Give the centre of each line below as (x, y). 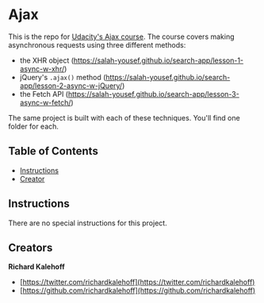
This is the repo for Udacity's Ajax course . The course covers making (122, 36)
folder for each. (34, 126)
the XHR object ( (46, 60)
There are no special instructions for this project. (88, 223)
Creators (31, 247)
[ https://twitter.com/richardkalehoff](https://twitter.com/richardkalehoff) (137, 282)
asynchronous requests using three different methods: (97, 44)
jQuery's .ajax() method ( (63, 77)
